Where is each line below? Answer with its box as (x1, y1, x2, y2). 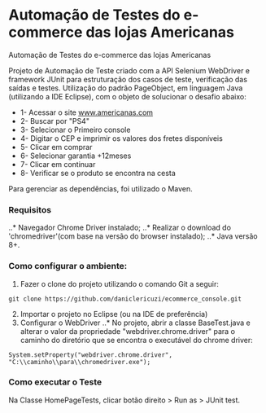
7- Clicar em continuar (20, 159, 96, 169)
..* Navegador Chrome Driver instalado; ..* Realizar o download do (8, 222, 232, 233)
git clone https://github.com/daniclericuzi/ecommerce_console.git (8, 295, 242, 303)
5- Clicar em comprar (20, 142, 93, 152)
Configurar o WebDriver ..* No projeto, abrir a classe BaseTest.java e (20, 318, 251, 327)
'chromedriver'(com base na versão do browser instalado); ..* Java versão (8, 231, 258, 241)
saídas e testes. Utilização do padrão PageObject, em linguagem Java (8, 83, 243, 93)
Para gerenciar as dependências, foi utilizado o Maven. (8, 183, 193, 193)
